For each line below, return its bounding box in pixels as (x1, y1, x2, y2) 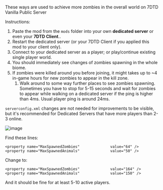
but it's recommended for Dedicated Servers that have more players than (5, 111, 153, 117)
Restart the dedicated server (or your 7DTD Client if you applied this (12, 39, 149, 45)
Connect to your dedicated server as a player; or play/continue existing (12, 49, 156, 55)
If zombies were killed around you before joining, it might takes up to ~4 (12, 70, 158, 75)
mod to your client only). (12, 44, 62, 49)
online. (9, 116, 23, 121)
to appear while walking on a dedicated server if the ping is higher (19, 91, 153, 96)
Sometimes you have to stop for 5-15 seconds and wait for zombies (19, 86, 156, 91)
